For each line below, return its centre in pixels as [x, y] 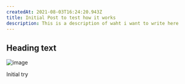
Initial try [17, 74]
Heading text [31, 48]
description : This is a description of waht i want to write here [92, 23]
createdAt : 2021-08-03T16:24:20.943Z [54, 12]
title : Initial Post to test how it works [61, 18]
